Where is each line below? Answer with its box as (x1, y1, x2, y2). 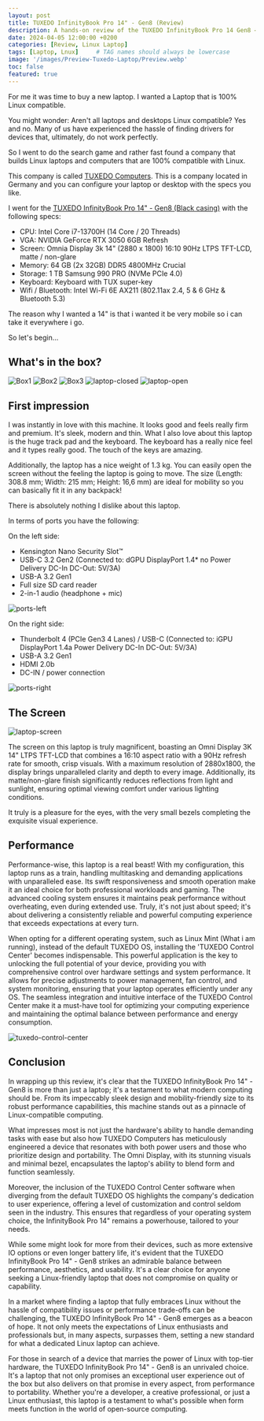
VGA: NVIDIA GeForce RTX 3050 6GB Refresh (19, 235, 169, 244)
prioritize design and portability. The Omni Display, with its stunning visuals (8, 1150, 251, 1159)
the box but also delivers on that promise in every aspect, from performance (8, 1378, 255, 1388)
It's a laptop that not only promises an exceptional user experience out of (8, 1371, 245, 1380)
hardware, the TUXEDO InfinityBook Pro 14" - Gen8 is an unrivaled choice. (8, 1362, 249, 1371)
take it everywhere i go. (8, 317, 85, 327)
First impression (8, 399, 90, 412)
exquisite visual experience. (8, 817, 98, 826)
